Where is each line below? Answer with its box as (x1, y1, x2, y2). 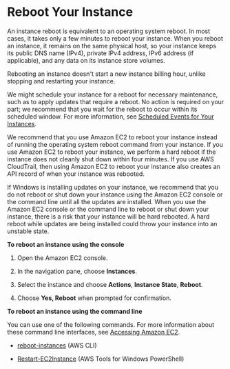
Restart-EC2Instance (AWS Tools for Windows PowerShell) (17, 355, 185, 363)
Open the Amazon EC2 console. (17, 253, 108, 262)
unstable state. (7, 227, 50, 235)
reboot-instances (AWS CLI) (17, 341, 98, 349)
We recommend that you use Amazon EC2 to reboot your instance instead (7, 132, 218, 141)
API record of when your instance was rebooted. (7, 170, 145, 178)
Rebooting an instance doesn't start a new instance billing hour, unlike (7, 70, 206, 78)
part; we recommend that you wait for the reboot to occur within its (7, 105, 198, 113)
